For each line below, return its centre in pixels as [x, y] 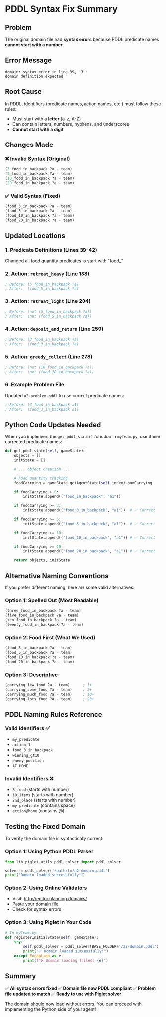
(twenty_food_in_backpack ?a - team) [44, 625]
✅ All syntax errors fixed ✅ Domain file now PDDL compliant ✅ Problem [80, 988]
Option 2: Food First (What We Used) [50, 637]
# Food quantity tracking [41, 478]
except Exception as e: [39, 956]
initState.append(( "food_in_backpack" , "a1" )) [72, 497]
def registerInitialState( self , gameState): [52, 937]
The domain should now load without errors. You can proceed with [73, 1004]
